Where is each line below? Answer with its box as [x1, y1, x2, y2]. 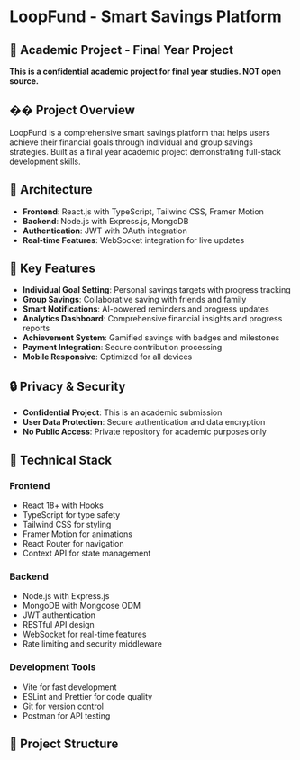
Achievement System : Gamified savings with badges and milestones [22, 332, 280, 343]
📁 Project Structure [9, 736, 119, 751]
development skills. [9, 156, 81, 167]
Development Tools [9, 661, 96, 674]
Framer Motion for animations [22, 529, 133, 539]
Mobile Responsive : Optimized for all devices [22, 351, 193, 362]
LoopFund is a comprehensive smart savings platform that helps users [9, 127, 270, 138]
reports [22, 322, 50, 334]
